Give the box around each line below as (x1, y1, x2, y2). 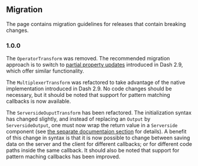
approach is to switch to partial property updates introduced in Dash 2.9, (6, 61, 183, 69)
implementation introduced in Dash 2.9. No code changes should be (6, 85, 173, 92)
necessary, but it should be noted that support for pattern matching (6, 92, 170, 99)
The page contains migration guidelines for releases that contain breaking (6, 20, 186, 27)
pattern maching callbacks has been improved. (6, 153, 121, 160)
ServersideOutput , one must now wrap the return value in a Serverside (6, 122, 178, 129)
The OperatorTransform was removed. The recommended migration (6, 55, 170, 62)
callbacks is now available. (6, 97, 71, 105)
